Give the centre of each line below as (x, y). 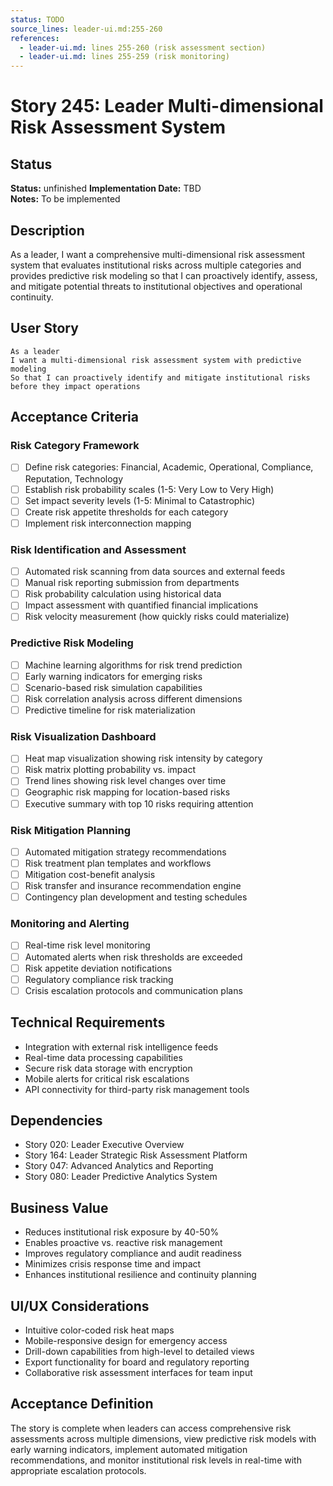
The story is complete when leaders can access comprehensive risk (151, 1428)
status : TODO (37, 19)
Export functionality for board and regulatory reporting (137, 1362)
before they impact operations (75, 386)
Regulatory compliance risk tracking (99, 979)
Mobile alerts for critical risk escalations (107, 1078)
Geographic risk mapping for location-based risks (127, 792)
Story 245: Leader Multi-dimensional (167, 106)
